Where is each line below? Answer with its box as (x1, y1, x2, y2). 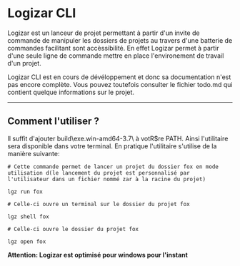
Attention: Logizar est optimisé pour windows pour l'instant (7, 250, 188, 259)
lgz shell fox (7, 213, 50, 220)
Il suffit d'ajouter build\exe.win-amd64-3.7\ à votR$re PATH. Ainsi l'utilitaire (7, 134, 229, 143)
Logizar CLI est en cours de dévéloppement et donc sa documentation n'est (7, 73, 231, 81)
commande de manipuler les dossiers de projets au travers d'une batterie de (7, 36, 233, 44)
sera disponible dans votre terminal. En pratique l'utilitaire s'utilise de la (7, 141, 217, 150)
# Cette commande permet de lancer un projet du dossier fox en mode (7, 163, 219, 170)
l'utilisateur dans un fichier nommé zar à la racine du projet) (7, 175, 206, 183)
